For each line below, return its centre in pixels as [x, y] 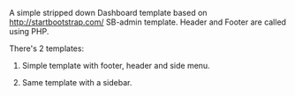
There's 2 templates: [47, 48]
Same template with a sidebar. [77, 82]
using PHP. [29, 31]
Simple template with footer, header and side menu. [116, 66]
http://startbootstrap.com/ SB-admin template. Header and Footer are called [148, 22]
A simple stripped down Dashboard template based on [108, 13]
